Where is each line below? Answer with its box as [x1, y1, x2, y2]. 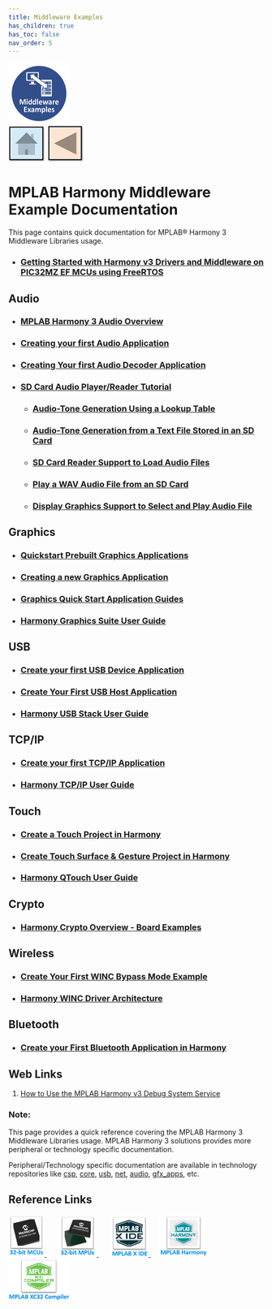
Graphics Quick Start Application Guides [19, 593, 184, 604]
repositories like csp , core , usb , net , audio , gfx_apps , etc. [8, 1169, 201, 1179]
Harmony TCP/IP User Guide [19, 780, 135, 791]
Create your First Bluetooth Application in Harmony [19, 1042, 227, 1053]
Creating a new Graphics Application [19, 572, 169, 583]
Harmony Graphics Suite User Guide [19, 615, 166, 626]
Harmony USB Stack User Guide [19, 708, 149, 719]
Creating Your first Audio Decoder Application [19, 360, 206, 371]
